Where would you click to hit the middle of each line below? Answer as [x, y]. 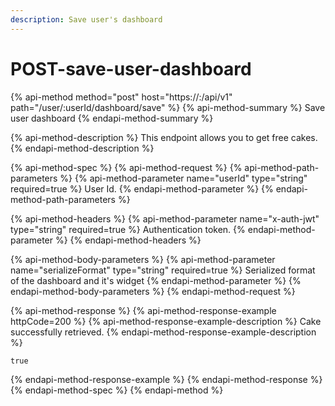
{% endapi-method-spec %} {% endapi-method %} [117, 390]
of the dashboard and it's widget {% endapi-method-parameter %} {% [156, 280]
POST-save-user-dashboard [131, 68]
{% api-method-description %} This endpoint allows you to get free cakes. [164, 137]
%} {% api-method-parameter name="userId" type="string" [183, 178]
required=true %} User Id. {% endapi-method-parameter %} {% [142, 188]
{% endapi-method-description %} [82, 148]
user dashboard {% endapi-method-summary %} [112, 118]
